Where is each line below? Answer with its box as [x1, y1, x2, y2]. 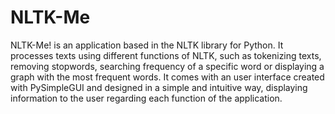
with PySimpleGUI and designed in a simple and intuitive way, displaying [10, 81, 308, 93]
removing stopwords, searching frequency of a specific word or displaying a [10, 60, 325, 72]
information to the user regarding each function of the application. [10, 92, 283, 104]
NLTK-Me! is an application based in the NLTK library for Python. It [10, 39, 284, 51]
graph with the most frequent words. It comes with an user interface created [10, 71, 325, 83]
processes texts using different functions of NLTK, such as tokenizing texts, [10, 49, 322, 61]
